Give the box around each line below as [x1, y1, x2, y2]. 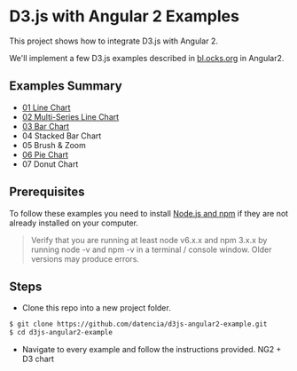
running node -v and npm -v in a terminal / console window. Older [30, 244, 272, 255]
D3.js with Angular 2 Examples [9, 6, 239, 27]
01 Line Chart [21, 102, 71, 113]
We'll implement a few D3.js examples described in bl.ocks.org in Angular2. [9, 52, 285, 63]
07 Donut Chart [21, 158, 79, 170]
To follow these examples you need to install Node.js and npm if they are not [9, 208, 289, 218]
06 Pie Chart [21, 149, 69, 160]
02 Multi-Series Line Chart [21, 111, 120, 122]
